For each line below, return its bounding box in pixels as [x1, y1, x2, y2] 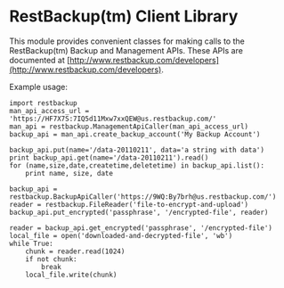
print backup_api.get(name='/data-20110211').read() [9, 153, 209, 162]
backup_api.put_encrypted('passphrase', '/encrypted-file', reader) [9, 208, 269, 217]
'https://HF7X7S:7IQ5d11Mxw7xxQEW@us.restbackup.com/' [9, 114, 217, 123]
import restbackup [9, 98, 77, 108]
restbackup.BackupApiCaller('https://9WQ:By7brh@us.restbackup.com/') [9, 192, 277, 202]
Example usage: [9, 81, 69, 92]
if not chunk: [25, 254, 77, 264]
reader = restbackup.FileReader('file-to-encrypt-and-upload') [9, 200, 249, 209]
